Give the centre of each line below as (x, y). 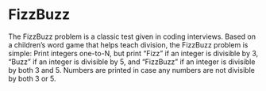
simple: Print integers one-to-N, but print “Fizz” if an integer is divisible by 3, (133, 53)
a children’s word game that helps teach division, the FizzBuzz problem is (128, 44)
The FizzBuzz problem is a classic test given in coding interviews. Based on (132, 36)
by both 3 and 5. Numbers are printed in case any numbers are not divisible (132, 70)
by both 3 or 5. (33, 78)
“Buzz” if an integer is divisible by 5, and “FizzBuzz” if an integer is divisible (132, 62)
